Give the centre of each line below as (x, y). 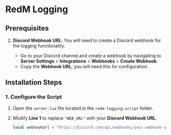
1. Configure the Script (34, 97)
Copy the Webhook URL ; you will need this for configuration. (84, 66)
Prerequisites (27, 28)
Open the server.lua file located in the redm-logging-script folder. (83, 108)
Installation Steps (34, 83)
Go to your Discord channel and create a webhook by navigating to (91, 56)
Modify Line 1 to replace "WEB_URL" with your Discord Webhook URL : (85, 118)
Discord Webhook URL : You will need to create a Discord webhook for (87, 40)
